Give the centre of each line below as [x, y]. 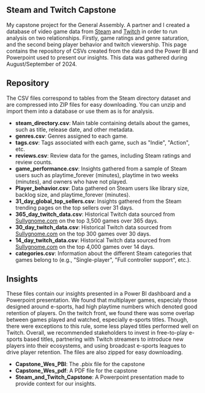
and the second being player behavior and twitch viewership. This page [97, 44]
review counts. [34, 162]
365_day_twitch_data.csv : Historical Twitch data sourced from [95, 214]
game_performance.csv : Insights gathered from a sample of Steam [101, 169]
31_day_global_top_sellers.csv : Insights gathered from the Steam [98, 201]
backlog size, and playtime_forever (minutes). [73, 194]
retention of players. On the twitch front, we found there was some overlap [100, 313]
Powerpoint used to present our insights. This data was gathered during [97, 57]
